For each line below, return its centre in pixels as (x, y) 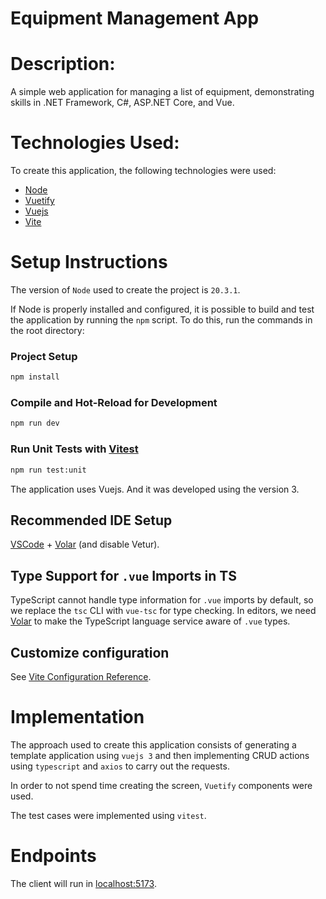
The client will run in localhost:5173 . (83, 883)
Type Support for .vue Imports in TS (123, 575)
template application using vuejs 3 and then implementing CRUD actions (160, 755)
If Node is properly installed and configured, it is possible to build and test (162, 309)
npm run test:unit (48, 470)
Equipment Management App (135, 18)
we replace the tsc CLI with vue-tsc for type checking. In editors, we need (163, 611)
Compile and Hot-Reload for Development (114, 403)
